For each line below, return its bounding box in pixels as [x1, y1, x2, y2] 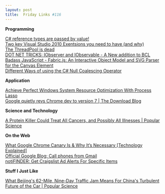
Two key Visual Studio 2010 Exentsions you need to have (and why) [5, 41, 144, 47]
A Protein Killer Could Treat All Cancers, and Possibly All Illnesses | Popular [5, 117, 160, 123]
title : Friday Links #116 [5, 12, 61, 17]
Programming [5, 26, 34, 32]
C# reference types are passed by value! [5, 36, 89, 42]
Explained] [5, 147, 27, 153]
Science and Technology [5, 108, 58, 114]
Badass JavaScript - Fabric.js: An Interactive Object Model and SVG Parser [5, 57, 159, 63]
